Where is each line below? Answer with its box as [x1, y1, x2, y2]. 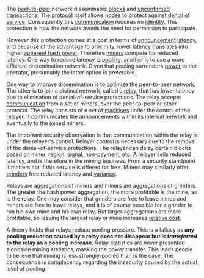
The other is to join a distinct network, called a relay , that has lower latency [6, 87, 195, 94]
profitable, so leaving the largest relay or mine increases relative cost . [6, 215, 182, 221]
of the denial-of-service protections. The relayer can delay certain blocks [6, 144, 191, 151]
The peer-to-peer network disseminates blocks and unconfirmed [6, 5, 170, 12]
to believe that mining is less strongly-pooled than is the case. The [6, 252, 173, 259]
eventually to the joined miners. [6, 119, 86, 127]
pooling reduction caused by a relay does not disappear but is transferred [6, 233, 197, 240]
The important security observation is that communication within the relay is [6, 131, 198, 138]
